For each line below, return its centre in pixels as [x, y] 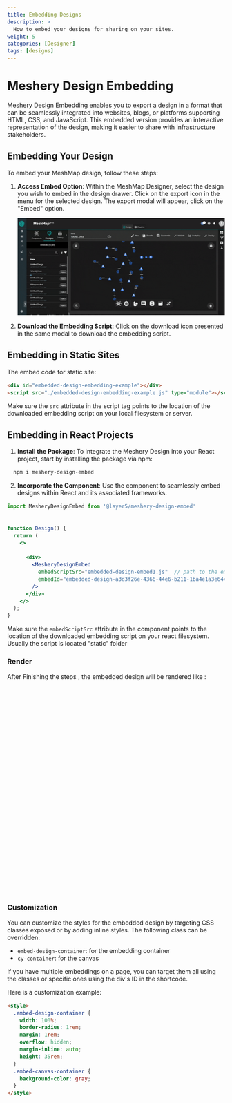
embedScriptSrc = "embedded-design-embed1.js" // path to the [127, 572]
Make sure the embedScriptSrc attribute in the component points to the [107, 629]
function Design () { [37, 528]
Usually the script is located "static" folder [67, 644]
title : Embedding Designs [44, 15]
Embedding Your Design [60, 156]
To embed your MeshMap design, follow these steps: [83, 173]
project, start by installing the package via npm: [85, 459]
